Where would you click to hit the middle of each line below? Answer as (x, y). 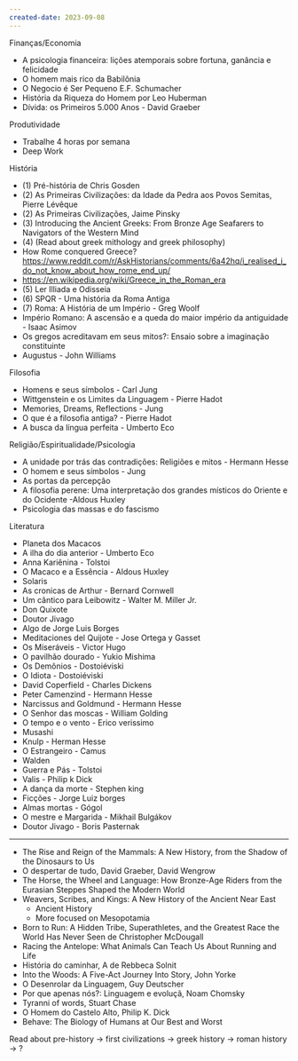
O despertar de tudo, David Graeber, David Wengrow (118, 870)
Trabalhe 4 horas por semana (76, 141)
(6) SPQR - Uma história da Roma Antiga (96, 298)
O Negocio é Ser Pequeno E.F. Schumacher (102, 88)
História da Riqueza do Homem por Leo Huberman (114, 98)
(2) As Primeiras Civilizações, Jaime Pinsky (101, 213)
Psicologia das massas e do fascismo (90, 509)
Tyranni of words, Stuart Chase (79, 1002)
